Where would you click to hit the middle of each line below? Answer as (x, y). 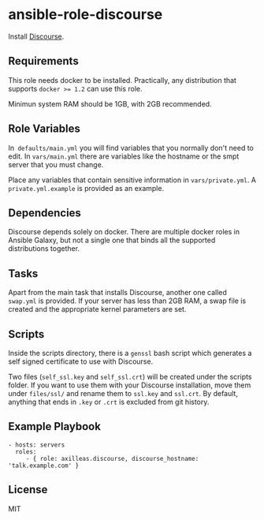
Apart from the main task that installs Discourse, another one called (117, 293)
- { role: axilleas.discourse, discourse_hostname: (112, 458)
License (28, 490)
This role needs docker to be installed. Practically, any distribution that (122, 80)
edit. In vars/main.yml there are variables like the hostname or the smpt (124, 156)
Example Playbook (54, 426)
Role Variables (44, 129)
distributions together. (44, 249)
